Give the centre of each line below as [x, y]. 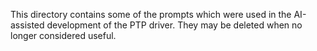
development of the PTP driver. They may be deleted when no [174, 25]
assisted [27, 25]
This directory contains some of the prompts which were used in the [151, 14]
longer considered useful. [63, 35]
